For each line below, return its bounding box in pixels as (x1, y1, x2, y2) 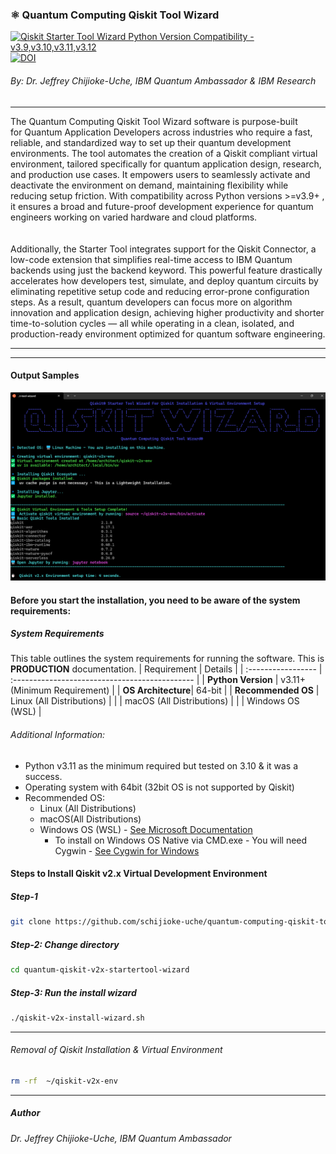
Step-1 (10, 890, 38, 902)
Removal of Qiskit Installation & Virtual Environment (10, 1044, 223, 1056)
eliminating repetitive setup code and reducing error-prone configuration (10, 285, 310, 297)
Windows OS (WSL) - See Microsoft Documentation (39, 823, 253, 835)
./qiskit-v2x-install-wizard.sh (10, 1013, 145, 1023)
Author (10, 1107, 41, 1119)
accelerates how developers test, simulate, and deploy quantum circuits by (10, 274, 319, 287)
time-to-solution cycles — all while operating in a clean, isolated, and (10, 317, 295, 329)
